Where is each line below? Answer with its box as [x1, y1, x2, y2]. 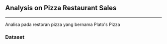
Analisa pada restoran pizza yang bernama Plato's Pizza [5, 22, 120, 27]
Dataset [5, 34, 25, 41]
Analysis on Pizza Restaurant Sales [5, 4, 117, 12]
